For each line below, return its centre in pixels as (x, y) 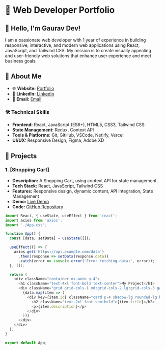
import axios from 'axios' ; (34, 220)
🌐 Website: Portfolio (33, 88)
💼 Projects (21, 156)
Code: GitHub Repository (38, 207)
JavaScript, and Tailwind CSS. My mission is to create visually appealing (78, 50)
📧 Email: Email (27, 99)
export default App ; (26, 343)
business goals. (21, 61)
